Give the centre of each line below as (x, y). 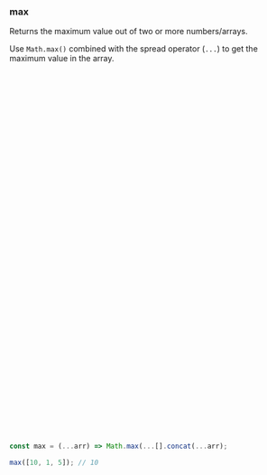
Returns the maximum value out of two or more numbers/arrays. (129, 32)
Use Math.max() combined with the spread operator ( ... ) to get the (134, 49)
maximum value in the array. (62, 59)
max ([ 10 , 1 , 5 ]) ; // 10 (54, 463)
